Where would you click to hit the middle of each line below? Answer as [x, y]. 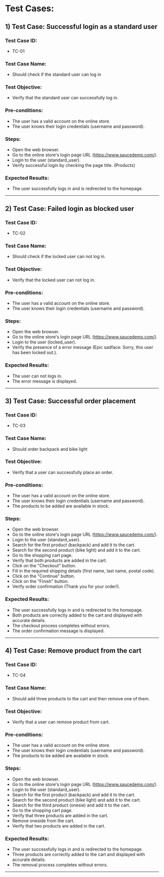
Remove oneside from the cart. [43, 821]
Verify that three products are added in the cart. [60, 815]
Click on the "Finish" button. [41, 581]
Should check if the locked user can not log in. [59, 256]
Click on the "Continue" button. [43, 576]
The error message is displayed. [44, 381]
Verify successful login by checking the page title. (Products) [74, 165]
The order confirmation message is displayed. [58, 631]
